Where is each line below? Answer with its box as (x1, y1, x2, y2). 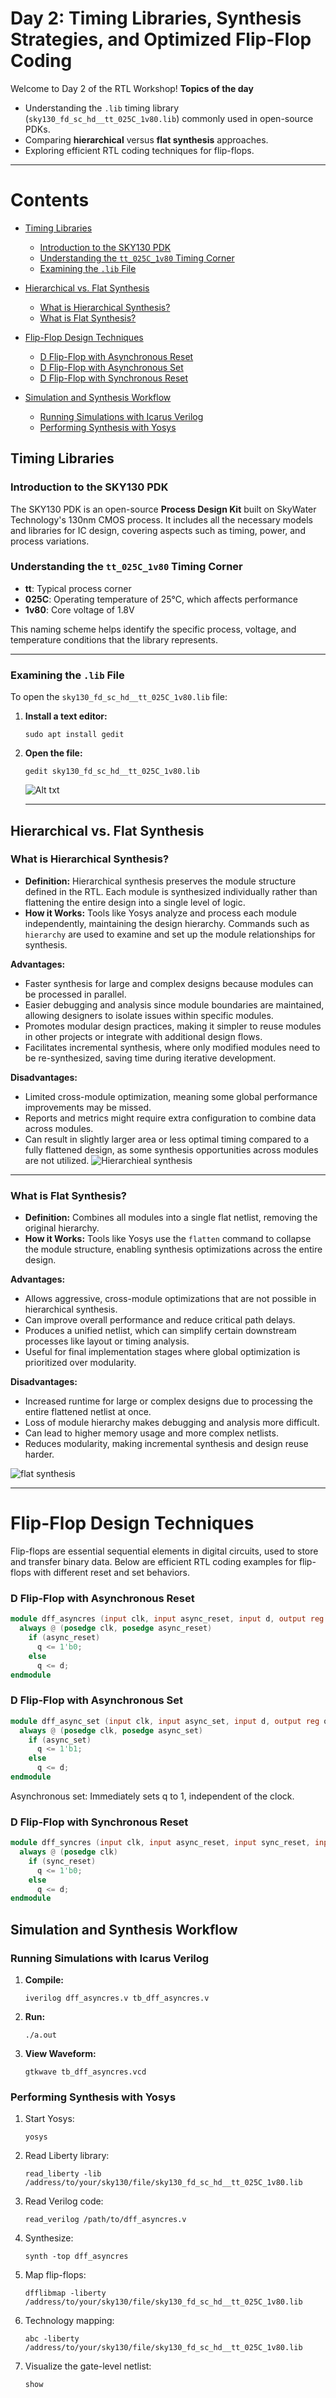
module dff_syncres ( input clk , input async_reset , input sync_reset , (10, 1838, 311, 1848)
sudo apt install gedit (24, 730, 125, 740)
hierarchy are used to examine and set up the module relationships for (24, 928, 316, 940)
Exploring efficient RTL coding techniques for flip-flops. (24, 144, 255, 156)
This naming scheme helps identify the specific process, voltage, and (10, 623, 297, 635)
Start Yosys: (24, 2113, 75, 2125)
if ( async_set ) (28, 1735, 92, 1745)
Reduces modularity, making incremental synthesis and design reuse (24, 1438, 309, 1450)
